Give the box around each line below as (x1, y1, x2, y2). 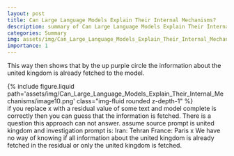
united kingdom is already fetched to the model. (7, 69, 145, 77)
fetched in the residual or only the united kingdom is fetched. (7, 141, 182, 149)
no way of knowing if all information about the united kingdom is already (7, 134, 214, 142)
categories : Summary (7, 29, 68, 37)
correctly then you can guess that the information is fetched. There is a (7, 112, 211, 120)
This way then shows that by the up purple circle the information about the (7, 62, 221, 69)
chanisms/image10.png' (7, 97, 75, 105)
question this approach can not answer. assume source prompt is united (7, 119, 214, 127)
